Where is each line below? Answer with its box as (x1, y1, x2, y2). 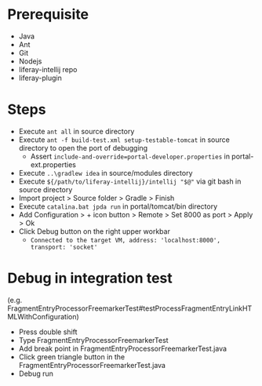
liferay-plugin (18, 73, 62, 82)
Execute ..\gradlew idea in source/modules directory (18, 168, 193, 177)
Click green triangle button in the (18, 351, 126, 362)
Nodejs (18, 56, 42, 66)
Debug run (18, 369, 54, 378)
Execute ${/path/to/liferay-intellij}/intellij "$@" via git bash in (18, 177, 242, 186)
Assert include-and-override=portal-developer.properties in (30, 151, 231, 161)
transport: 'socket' (30, 243, 98, 251)
